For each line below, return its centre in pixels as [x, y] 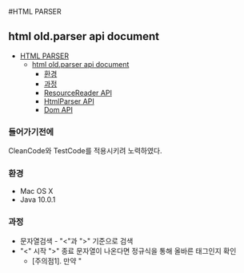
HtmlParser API [69, 101]
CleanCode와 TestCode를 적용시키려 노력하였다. [85, 151]
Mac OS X [36, 192]
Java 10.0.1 [38, 200]
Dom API [58, 109]
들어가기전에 [31, 132]
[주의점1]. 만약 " [57, 261]
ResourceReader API [78, 93]
